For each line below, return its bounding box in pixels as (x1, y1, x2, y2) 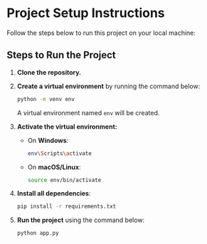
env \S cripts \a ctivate (27, 149, 92, 157)
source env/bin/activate (27, 176, 102, 184)
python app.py (16, 230, 59, 237)
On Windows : (27, 136, 69, 144)
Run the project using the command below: (16, 216, 145, 225)
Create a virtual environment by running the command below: (16, 82, 201, 90)
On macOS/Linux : (27, 162, 81, 171)
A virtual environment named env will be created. (16, 108, 160, 117)
